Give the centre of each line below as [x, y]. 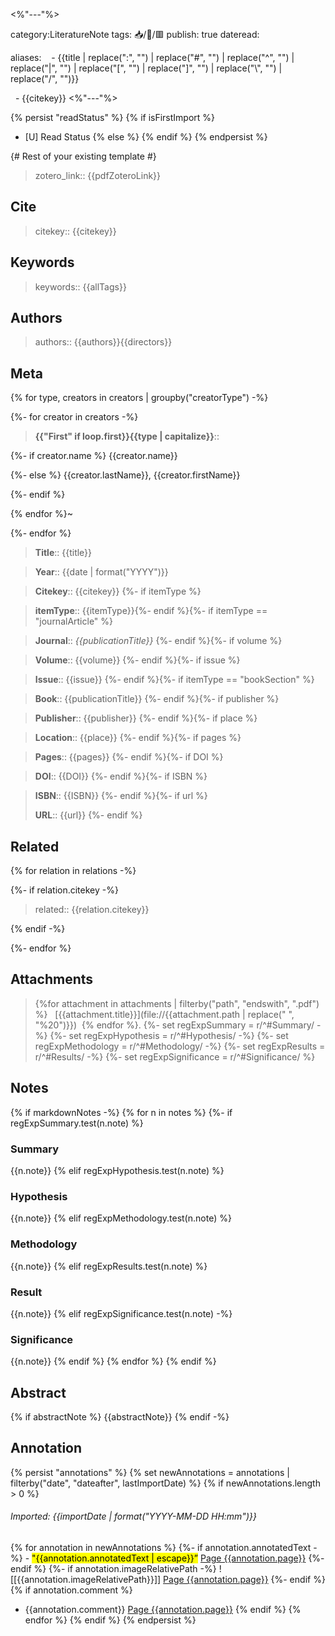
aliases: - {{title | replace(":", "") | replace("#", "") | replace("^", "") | [152, 57]
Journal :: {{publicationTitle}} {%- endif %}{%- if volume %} [158, 641]
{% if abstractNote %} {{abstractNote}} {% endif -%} [120, 1416]
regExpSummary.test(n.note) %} [77, 1123]
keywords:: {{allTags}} [80, 286]
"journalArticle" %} [74, 621]
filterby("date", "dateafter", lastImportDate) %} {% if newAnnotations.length [165, 1483]
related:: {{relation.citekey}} [92, 910]
